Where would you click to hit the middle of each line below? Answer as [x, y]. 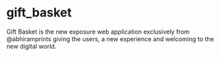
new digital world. [31, 46]
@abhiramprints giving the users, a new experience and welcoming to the [110, 38]
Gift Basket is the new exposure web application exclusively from [98, 32]
